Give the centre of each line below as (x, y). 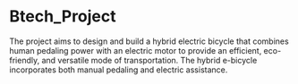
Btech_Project (63, 17)
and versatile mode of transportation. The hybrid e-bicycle (149, 60)
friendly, (25, 60)
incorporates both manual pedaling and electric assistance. (119, 70)
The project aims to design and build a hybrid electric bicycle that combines (149, 41)
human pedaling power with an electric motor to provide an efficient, (136, 50)
